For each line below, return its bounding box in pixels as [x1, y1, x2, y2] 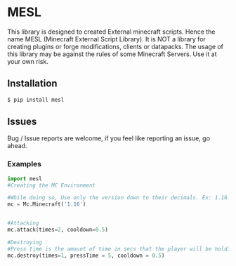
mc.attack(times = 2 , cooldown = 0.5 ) [7, 226, 109, 234]
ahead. [7, 142, 27, 150]
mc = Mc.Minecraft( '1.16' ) [7, 201, 86, 208]
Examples [7, 159, 42, 169]
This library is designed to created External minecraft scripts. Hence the [7, 27, 216, 36]
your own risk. [7, 57, 49, 65]
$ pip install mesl [7, 96, 65, 103]
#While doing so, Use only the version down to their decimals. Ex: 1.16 [7, 194, 228, 201]
